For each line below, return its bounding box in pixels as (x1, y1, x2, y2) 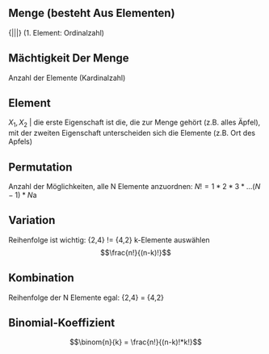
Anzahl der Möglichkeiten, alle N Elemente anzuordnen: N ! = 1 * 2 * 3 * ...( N (8, 182, 261, 192)
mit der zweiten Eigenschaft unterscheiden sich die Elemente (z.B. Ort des (8, 129, 256, 138)
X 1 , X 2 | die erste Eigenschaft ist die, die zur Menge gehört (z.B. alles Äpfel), (8, 117, 261, 129)
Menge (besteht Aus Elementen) (8, 6, 175, 20)
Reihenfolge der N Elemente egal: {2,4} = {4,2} (8, 293, 164, 302)
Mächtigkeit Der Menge (8, 52, 129, 65)
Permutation (8, 160, 73, 174)
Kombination (8, 271, 74, 285)
